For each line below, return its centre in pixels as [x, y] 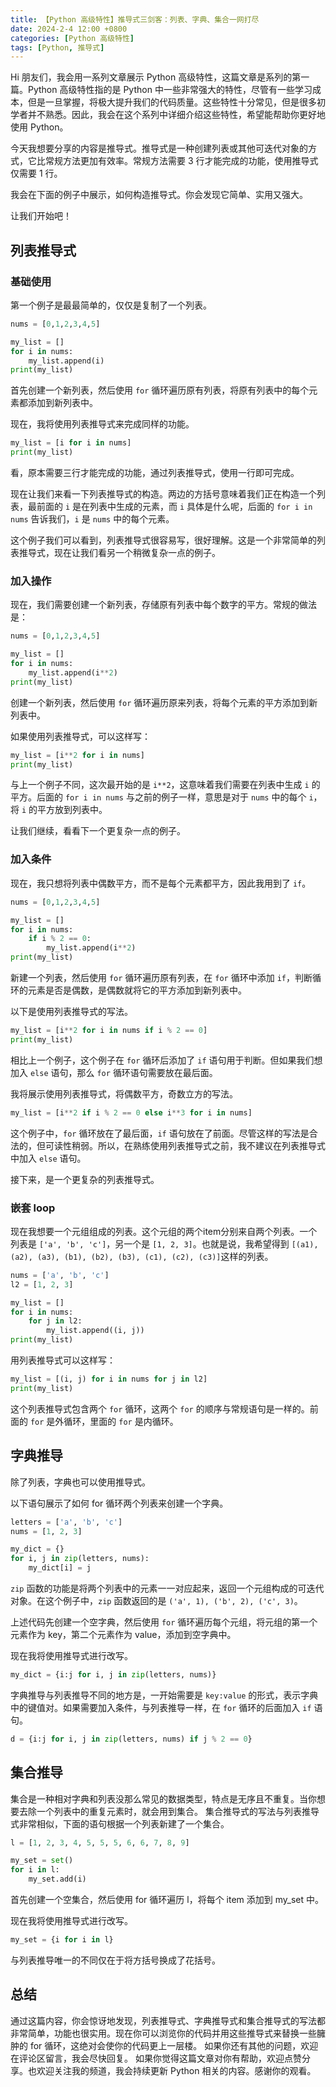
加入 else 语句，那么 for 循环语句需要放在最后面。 [114, 1072]
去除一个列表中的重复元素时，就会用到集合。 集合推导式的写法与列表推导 [169, 1811]
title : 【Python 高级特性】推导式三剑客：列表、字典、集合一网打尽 [135, 19]
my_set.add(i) [57, 1879]
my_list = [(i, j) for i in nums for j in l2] [109, 1379]
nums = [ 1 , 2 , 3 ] [46, 1531]
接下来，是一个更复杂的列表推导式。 [85, 1179]
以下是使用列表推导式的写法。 [71, 1012]
